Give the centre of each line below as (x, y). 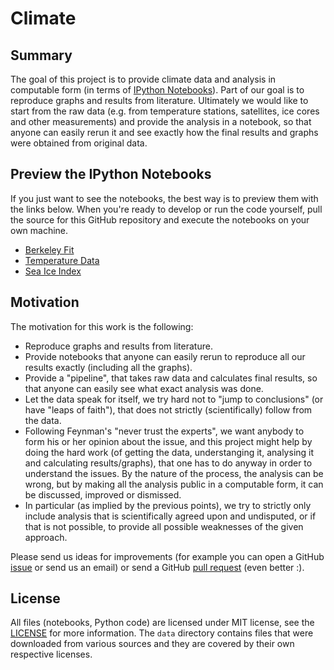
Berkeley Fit (49, 249)
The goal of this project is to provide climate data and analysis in (143, 79)
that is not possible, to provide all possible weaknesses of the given (164, 526)
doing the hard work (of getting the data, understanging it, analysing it (169, 452)
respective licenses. (51, 654)
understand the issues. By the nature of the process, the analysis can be (174, 473)
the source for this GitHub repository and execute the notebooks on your (160, 219)
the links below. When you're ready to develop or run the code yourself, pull (166, 209)
